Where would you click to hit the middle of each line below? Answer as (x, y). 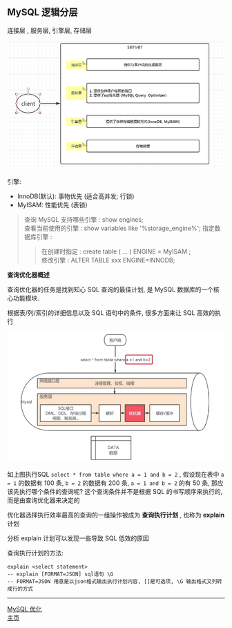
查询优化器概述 (28, 275)
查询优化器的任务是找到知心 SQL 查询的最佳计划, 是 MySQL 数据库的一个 (110, 289)
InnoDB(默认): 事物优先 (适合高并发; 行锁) (76, 196)
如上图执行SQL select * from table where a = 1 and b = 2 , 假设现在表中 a (116, 475)
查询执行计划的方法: (36, 553)
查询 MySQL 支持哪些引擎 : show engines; (84, 220)
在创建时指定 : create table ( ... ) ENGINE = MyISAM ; (116, 251)
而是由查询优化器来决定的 (43, 500)
